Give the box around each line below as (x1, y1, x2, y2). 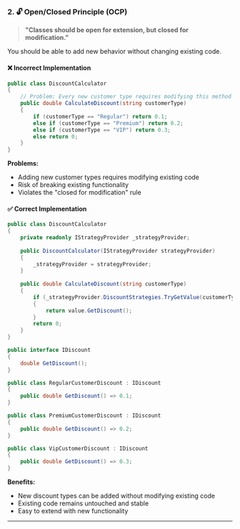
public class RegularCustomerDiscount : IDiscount (7, 379, 161, 386)
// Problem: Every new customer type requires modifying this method (20, 93, 232, 101)
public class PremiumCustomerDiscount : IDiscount (7, 412, 161, 420)
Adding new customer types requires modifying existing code (17, 173, 200, 181)
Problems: (7, 159, 39, 168)
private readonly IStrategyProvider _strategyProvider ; (20, 234, 191, 241)
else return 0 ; (33, 133, 79, 140)
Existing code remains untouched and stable (17, 499, 149, 508)
